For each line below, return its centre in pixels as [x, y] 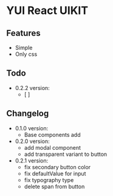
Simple [24, 47]
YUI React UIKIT [47, 11]
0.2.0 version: [32, 141]
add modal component [52, 147]
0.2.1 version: [32, 160]
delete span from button [54, 186]
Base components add [52, 135]
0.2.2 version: [32, 88]
